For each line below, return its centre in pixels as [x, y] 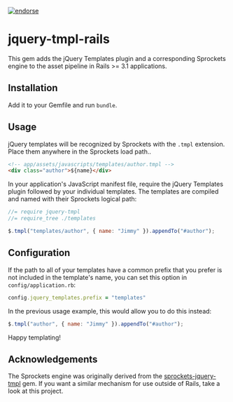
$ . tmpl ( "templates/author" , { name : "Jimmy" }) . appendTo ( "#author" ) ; [112, 232]
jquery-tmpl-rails [59, 39]
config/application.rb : [42, 285]
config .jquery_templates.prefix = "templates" [77, 297]
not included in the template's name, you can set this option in [98, 277]
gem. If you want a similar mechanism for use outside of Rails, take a [121, 384]
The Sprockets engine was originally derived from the [85, 376]
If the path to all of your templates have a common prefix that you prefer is [115, 269]
